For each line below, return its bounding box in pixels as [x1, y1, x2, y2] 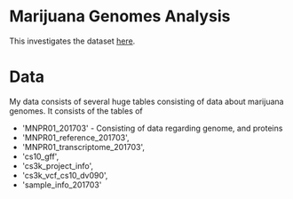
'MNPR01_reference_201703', [21, 131, 131, 143]
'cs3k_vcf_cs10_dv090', [21, 170, 108, 180]
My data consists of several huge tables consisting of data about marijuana [9, 96, 284, 107]
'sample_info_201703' [21, 179, 102, 190]
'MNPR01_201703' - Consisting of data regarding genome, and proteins [21, 123, 283, 133]
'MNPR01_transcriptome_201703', [21, 141, 145, 152]
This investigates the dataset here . [9, 36, 136, 46]
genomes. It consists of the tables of [9, 105, 144, 116]
